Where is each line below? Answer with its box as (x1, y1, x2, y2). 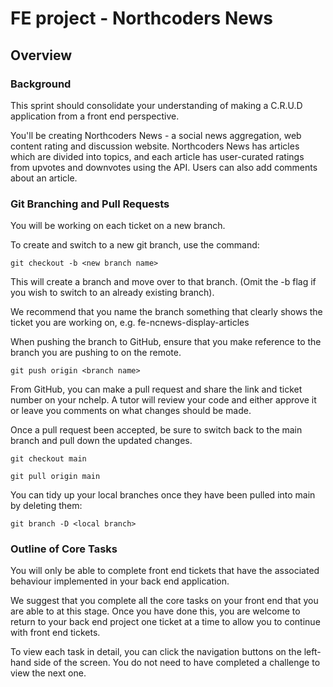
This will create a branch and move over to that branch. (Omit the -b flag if (10, 276, 317, 288)
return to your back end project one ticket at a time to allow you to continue (10, 616, 321, 628)
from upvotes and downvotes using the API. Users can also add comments (10, 161, 318, 173)
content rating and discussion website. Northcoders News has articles (10, 140, 300, 152)
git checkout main (10, 454, 87, 464)
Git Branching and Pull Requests (10, 197, 170, 211)
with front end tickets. (10, 627, 101, 639)
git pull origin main (10, 472, 101, 482)
